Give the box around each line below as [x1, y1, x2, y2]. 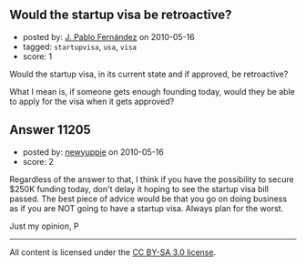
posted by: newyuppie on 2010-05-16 [22, 146, 164, 158]
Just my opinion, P [9, 220, 79, 231]
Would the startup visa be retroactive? [9, 7, 232, 23]
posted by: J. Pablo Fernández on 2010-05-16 [22, 31, 195, 42]
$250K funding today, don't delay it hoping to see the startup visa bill [9, 183, 269, 194]
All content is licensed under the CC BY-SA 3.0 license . [9, 246, 217, 258]
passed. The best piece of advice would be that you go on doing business [9, 193, 288, 204]
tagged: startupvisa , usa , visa [22, 41, 138, 52]
